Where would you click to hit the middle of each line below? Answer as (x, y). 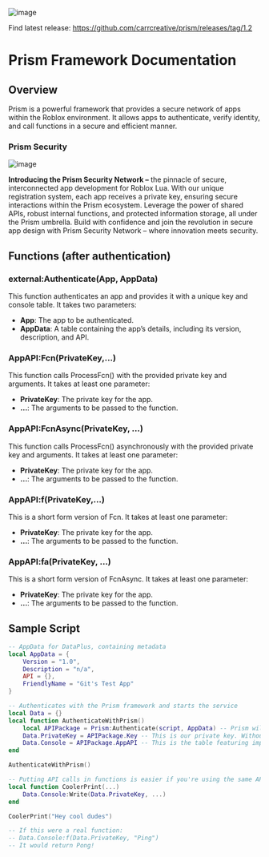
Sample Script (44, 628)
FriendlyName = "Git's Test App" (78, 684)
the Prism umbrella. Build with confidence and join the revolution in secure (131, 222)
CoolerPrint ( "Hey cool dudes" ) (60, 816)
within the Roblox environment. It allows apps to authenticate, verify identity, (134, 117)
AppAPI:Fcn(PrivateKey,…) (62, 358)
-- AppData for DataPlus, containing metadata (87, 646)
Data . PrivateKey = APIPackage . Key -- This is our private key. (130, 736)
